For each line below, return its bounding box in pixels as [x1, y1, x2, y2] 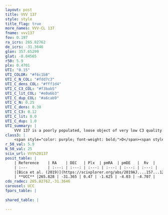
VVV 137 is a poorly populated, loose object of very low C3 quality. [14, 128, 164, 133]
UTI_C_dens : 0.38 [5, 105, 41, 110]
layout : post [5, 7, 32, 12]
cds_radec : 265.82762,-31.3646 [5, 179, 70, 184]
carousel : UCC [5, 184, 35, 189]
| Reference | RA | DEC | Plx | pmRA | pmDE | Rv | [14, 160, 155, 165]
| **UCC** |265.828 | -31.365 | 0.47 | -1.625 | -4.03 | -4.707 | [14, 174, 155, 180]
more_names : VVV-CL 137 [5, 26, 55, 31]
